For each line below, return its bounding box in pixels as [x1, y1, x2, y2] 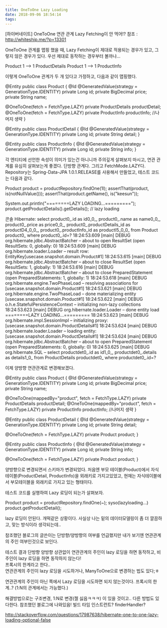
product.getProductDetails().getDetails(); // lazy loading [5, 206, 120, 212]
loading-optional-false [5, 617, 51, 623]
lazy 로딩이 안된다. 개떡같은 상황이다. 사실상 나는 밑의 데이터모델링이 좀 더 [5, 515, 149, 521]
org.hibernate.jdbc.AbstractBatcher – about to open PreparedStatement [5, 339, 152, 345]
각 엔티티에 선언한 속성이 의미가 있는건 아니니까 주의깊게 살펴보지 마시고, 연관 [5, 157, 156, 163]
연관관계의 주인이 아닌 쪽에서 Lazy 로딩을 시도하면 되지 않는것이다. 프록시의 [5, 578, 152, 584]
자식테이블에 [137, 473, 162, 479]
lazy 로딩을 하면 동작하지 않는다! [18, 555, 81, 561]
